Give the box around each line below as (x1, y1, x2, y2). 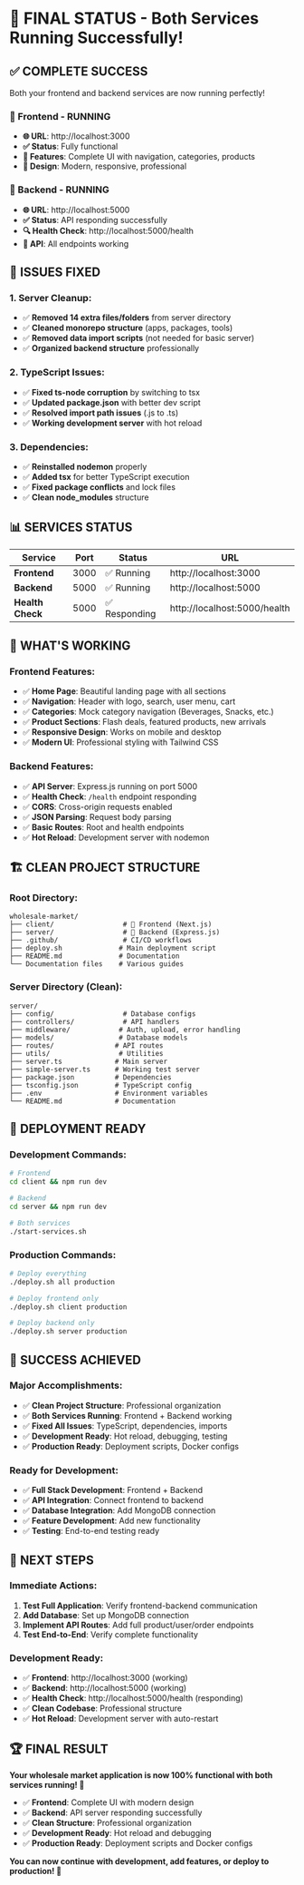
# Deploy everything (9, 1269, 88, 1278)
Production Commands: (9, 1248, 117, 1261)
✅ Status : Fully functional (22, 141, 119, 152)
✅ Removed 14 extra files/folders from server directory (22, 312, 232, 323)
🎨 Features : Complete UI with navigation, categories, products (22, 151, 256, 162)
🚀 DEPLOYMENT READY (9, 1121, 147, 1137)
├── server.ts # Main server (9, 1057, 168, 1066)
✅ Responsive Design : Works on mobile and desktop (22, 727, 222, 737)
